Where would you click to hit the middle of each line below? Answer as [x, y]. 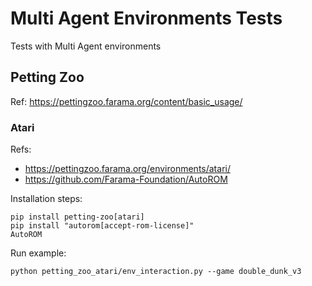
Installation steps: [46, 199]
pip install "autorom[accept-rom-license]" [102, 226]
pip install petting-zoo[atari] [77, 217]
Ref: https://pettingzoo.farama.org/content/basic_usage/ [126, 101]
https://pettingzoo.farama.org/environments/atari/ [127, 169]
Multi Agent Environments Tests [146, 18]
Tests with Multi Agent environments [86, 46]
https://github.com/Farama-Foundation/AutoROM [126, 179]
